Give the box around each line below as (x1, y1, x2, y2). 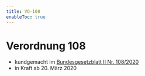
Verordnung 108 (6, 39, 86, 53)
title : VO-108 (6, 8, 41, 15)
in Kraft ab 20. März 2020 (14, 65, 77, 72)
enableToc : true (6, 14, 46, 20)
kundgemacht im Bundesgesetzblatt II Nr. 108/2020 (14, 58, 139, 65)
